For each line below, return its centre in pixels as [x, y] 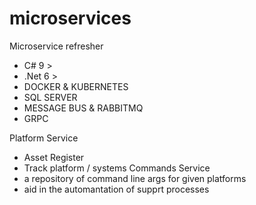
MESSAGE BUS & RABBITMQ [83, 108]
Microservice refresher [56, 46]
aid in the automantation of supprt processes [116, 189]
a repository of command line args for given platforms [135, 178]
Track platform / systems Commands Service [117, 168]
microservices [70, 18]
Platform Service [44, 138]
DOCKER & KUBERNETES [76, 86]
